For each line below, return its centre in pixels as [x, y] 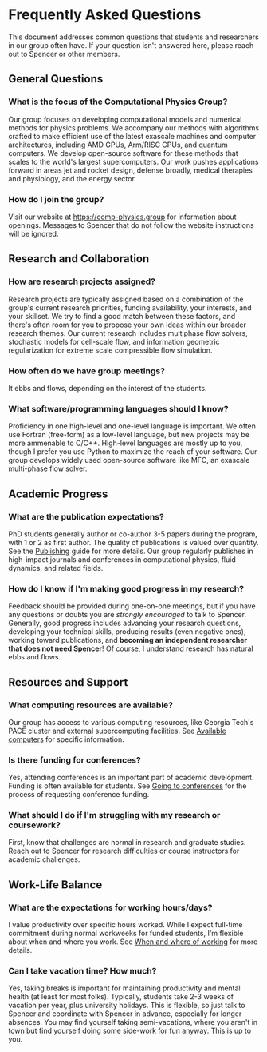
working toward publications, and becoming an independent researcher [128, 640]
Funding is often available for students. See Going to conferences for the [128, 786]
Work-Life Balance [55, 885]
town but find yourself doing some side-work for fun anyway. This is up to [130, 1031]
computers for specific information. [67, 739]
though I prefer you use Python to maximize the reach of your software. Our [133, 452]
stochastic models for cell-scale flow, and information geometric [114, 341]
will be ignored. [33, 233]
